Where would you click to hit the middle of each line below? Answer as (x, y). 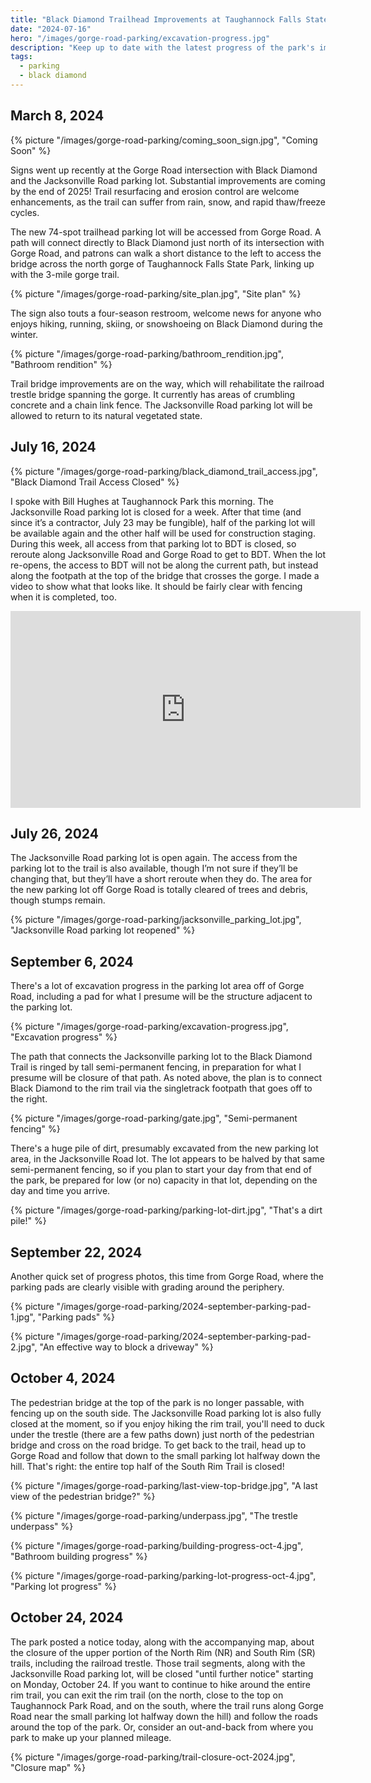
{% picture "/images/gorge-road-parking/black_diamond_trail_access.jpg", (164, 471)
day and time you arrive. (60, 1191)
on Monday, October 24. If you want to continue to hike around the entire (160, 1684)
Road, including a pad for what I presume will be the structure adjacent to (161, 997)
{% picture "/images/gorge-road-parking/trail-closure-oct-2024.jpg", (153, 1757)
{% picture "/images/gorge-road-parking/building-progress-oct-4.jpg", (157, 1545)
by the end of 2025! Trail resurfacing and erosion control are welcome (155, 191)
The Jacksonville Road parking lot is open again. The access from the (154, 858)
